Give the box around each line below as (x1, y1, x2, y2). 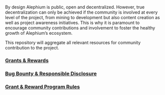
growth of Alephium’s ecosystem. (5, 30, 73, 36)
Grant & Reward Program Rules (5, 83, 80, 90)
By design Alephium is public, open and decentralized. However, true (5, 4, 145, 10)
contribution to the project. (5, 45, 59, 50)
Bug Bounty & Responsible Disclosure (5, 70, 97, 77)
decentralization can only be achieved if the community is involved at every (5, 9, 158, 15)
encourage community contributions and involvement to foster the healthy (5, 25, 156, 31)
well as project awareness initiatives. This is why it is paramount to (5, 20, 140, 25)
